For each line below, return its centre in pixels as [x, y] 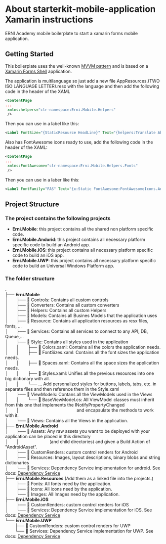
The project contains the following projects [58, 218]
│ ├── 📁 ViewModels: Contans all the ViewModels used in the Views [79, 395]
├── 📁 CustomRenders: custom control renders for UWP [73, 526]
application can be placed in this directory [48, 437]
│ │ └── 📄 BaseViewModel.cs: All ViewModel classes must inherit [80, 400]
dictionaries [17, 463]
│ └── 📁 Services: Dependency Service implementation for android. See [83, 468]
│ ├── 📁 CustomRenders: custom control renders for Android [71, 452]
